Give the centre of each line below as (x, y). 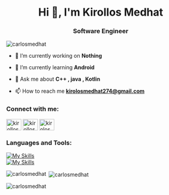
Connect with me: (33, 109)
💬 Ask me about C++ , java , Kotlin (58, 79)
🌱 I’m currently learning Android (55, 67)
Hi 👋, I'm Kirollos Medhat (101, 12)
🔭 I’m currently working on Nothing (58, 56)
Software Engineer (101, 31)
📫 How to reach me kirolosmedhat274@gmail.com (80, 91)
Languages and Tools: (39, 143)
